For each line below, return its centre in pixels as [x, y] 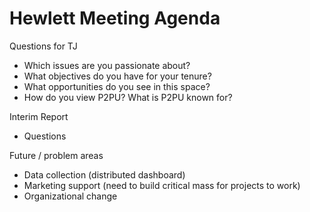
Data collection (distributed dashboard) [104, 174]
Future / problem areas [56, 155]
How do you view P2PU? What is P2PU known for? [128, 97]
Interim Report [39, 116]
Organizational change [70, 196]
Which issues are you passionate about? [107, 65]
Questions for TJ [43, 46]
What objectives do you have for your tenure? [117, 76]
